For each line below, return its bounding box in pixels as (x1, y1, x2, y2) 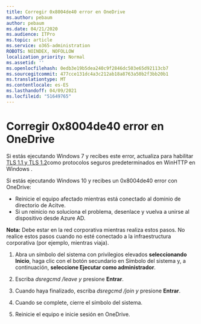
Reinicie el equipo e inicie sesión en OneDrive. (14, 310, 130, 318)
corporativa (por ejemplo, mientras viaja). (6, 239, 109, 246)
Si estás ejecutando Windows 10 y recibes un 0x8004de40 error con (6, 177, 178, 184)
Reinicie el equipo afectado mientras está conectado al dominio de (14, 195, 181, 202)
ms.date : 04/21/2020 (6, 25, 59, 32)
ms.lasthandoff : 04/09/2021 (6, 88, 77, 94)
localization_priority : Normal (6, 54, 85, 60)
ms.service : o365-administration (6, 43, 91, 49)
